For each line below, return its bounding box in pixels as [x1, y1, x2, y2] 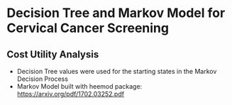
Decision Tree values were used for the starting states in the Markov [16, 67, 217, 75]
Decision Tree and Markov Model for [6, 5, 226, 21]
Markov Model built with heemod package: [16, 82, 143, 90]
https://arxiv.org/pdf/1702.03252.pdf [16, 90, 125, 98]
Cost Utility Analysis [6, 48, 99, 60]
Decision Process [16, 74, 69, 83]
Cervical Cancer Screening [6, 20, 170, 36]
